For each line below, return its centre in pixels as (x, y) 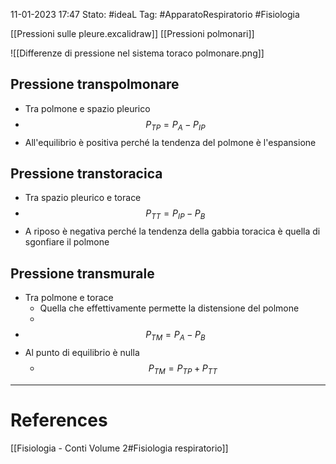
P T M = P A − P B (175, 336)
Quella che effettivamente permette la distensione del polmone (169, 308)
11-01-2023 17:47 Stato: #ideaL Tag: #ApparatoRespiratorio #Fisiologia (155, 14)
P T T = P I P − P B (175, 214)
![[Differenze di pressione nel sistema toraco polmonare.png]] (137, 53)
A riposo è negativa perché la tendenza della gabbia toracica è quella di (172, 231)
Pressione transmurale (82, 273)
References (59, 420)
